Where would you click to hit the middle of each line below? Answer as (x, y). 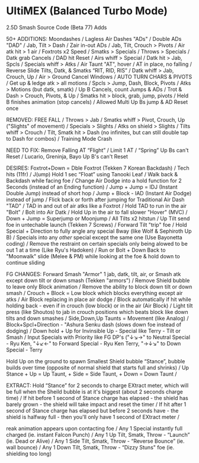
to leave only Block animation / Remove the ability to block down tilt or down (99, 287)
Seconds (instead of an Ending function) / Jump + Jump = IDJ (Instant (92, 187)
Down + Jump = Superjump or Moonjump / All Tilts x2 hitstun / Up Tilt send (98, 218)
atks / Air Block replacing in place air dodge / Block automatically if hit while (99, 299)
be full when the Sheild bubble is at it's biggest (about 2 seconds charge (95, 391)
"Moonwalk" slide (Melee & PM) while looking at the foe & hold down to (93, 256)
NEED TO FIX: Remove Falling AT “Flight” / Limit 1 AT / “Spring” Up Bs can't (97, 150)
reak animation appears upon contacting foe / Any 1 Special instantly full (94, 428)
